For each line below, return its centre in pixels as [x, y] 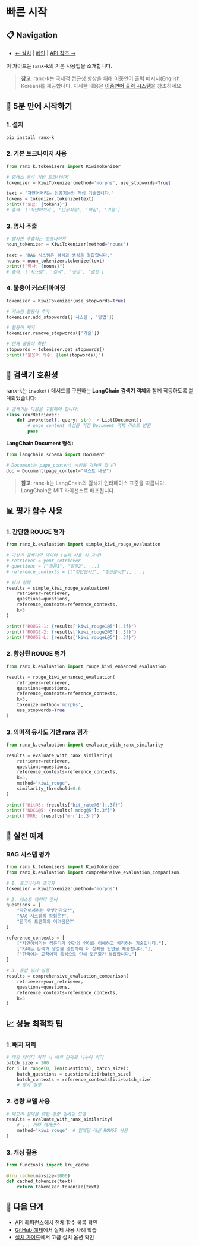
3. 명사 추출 [22, 226]
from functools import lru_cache [48, 1165]
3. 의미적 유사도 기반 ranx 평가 [47, 732]
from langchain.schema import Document [56, 455]
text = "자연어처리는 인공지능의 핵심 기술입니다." [60, 194]
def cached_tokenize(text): [41, 1182]
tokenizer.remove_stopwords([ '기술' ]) [53, 333]
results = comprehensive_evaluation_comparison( [67, 976]
